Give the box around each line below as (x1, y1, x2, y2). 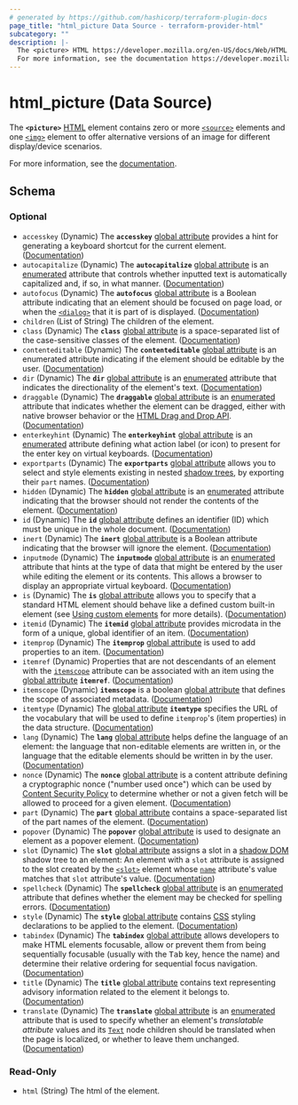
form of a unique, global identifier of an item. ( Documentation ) (21, 628, 250, 638)
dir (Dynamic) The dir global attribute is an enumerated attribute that (21, 372, 277, 383)
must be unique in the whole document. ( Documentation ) (21, 524, 231, 534)
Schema (9, 184, 56, 199)
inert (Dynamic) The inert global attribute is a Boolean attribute (21, 532, 258, 543)
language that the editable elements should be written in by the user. (21, 750, 273, 761)
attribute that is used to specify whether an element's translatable (21, 1014, 264, 1025)
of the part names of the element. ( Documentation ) (21, 816, 209, 827)
